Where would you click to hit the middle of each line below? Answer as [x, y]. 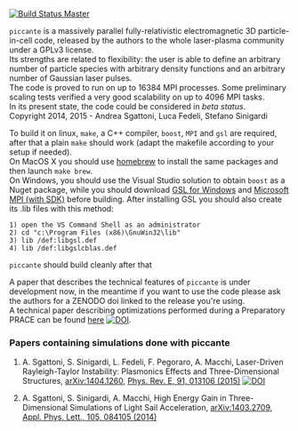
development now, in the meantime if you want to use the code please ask [145, 291]
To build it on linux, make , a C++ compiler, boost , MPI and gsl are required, [143, 133]
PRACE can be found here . [70, 319]
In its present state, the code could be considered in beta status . [128, 106]
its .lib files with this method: [61, 208]
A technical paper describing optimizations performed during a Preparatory [147, 310]
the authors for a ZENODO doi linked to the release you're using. [127, 301]
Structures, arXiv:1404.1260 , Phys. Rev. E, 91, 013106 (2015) [131, 381]
